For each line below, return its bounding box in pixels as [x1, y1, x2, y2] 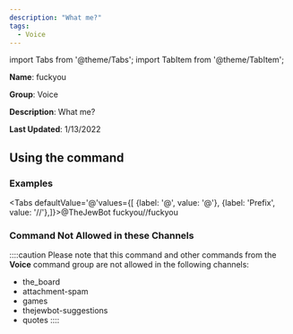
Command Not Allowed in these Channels [9, 229, 194, 242]
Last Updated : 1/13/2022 [9, 124, 101, 135]
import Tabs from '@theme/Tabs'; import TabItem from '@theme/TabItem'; [9, 55, 285, 66]
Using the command [9, 150, 125, 165]
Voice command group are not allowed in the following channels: [9, 259, 249, 270]
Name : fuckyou [9, 72, 67, 83]
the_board [22, 277, 61, 287]
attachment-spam [22, 286, 89, 297]
